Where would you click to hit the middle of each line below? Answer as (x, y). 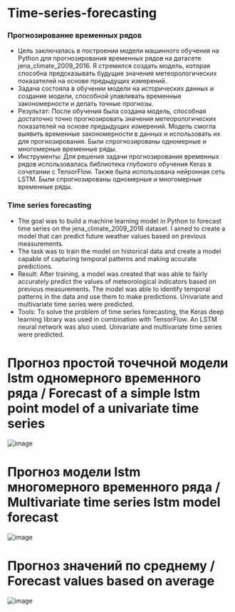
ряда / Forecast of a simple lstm (104, 393)
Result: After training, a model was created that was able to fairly (113, 274)
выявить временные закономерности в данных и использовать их (119, 134)
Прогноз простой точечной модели (118, 363)
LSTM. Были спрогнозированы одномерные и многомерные (110, 179)
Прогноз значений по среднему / (111, 565)
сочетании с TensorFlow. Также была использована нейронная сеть (121, 172)
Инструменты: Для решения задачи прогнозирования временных (118, 157)
